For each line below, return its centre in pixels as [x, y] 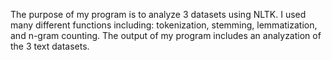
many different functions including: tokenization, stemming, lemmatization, [164, 25]
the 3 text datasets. [50, 46]
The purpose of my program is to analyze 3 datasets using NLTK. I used [158, 14]
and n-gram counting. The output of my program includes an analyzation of [166, 35]
